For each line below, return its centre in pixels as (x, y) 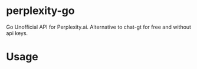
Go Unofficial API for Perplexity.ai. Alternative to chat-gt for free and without (99, 27)
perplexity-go (40, 11)
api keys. (17, 33)
